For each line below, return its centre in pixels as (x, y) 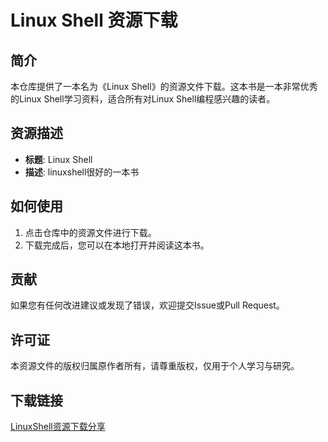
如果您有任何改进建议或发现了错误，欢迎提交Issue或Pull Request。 (147, 305)
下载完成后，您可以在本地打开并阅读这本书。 (117, 245)
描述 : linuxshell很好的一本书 (82, 172)
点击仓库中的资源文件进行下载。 (90, 232)
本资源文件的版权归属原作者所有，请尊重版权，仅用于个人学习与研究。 (155, 366)
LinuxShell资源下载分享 (58, 427)
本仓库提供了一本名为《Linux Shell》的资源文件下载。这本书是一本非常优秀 (164, 86)
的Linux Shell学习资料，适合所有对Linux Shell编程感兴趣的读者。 (143, 99)
